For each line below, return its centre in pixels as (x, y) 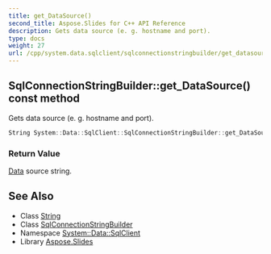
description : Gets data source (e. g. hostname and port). (110, 31)
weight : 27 (27, 46)
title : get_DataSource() (50, 16)
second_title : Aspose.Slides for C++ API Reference (97, 23)
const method (44, 99)
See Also (31, 196)
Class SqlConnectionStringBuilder (76, 224)
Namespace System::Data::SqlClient (80, 233)
